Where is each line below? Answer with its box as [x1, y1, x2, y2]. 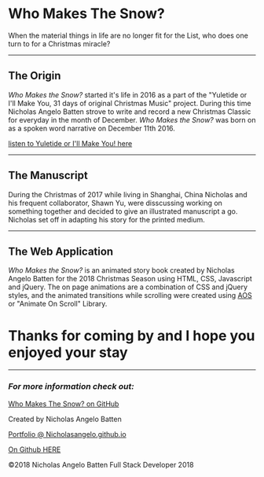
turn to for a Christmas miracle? [8, 39, 111, 48]
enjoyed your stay [8, 343, 128, 361]
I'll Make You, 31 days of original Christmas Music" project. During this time [8, 98, 251, 108]
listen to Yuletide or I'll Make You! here [8, 138, 133, 148]
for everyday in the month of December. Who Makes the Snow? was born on [8, 115, 256, 124]
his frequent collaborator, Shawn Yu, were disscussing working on [8, 198, 222, 207]
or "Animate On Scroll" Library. [8, 299, 108, 309]
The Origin [8, 69, 61, 83]
